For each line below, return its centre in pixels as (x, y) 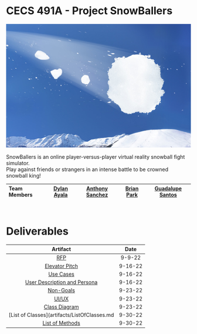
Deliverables (37, 231)
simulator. (18, 163)
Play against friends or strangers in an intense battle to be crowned (87, 169)
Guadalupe (168, 189)
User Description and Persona (62, 282)
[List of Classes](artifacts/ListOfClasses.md (61, 315)
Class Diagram (61, 306)
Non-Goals (61, 290)
